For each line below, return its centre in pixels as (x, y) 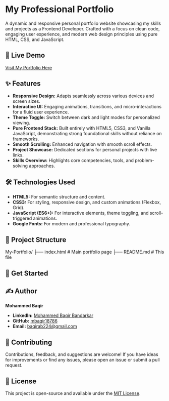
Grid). (18, 208)
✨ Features (23, 84)
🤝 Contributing (29, 342)
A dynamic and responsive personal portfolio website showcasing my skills (83, 23)
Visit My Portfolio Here (29, 67)
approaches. (42, 166)
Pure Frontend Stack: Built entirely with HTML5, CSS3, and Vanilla (81, 128)
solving (20, 166)
